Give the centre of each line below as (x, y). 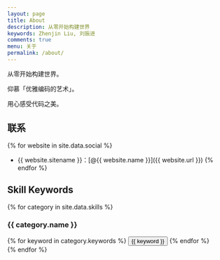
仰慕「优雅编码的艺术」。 (43, 89)
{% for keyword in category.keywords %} (67, 240)
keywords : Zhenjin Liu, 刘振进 (51, 33)
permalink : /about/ (36, 53)
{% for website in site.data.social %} (60, 145)
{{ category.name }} (42, 225)
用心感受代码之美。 (35, 103)
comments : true (29, 40)
